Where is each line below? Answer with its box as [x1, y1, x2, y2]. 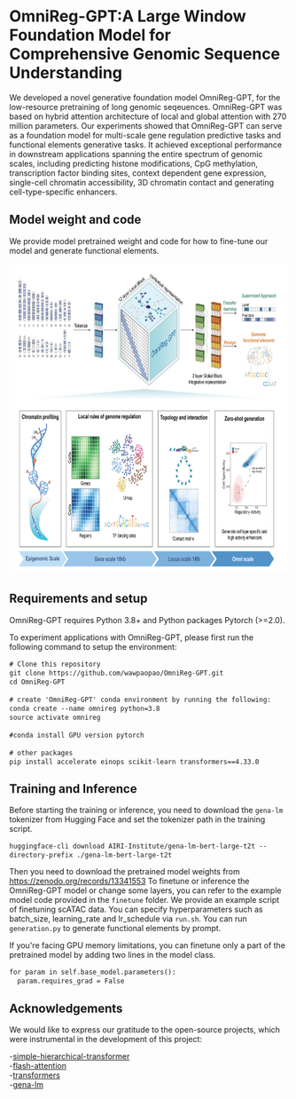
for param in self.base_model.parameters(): [9, 968, 176, 977]
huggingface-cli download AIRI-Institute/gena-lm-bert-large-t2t [9, 842, 255, 851]
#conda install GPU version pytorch [9, 731, 144, 739]
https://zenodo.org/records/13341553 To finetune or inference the [9, 876, 250, 887]
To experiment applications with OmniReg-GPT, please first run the [9, 632, 254, 643]
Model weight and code [9, 212, 142, 227]
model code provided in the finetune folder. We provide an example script [9, 895, 280, 905]
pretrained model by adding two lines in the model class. [9, 950, 216, 961]
